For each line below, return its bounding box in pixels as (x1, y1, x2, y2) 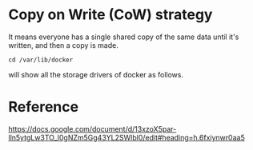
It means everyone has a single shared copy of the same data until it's (8, 32, 239, 41)
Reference (8, 98, 78, 116)
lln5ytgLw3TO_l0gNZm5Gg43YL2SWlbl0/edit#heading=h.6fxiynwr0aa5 (8, 132, 246, 142)
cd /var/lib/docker (8, 56, 74, 64)
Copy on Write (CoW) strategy (8, 6, 213, 24)
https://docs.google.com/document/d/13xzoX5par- (8, 124, 177, 133)
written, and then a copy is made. (8, 40, 118, 49)
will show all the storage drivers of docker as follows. (8, 69, 184, 79)
